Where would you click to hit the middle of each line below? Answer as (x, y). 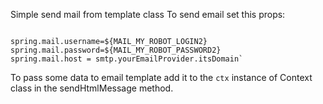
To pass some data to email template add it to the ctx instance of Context (161, 77)
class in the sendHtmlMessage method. (92, 88)
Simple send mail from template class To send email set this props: (148, 14)
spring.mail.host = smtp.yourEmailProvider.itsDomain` (127, 59)
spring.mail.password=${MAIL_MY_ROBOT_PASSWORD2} (116, 50)
